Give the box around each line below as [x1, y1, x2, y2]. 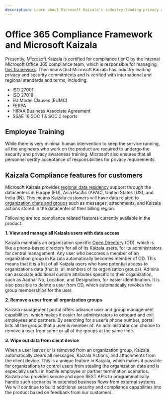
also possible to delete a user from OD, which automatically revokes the [5, 282, 152, 288]
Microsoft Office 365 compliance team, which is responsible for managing [5, 61, 157, 67]
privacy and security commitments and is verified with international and [5, 72, 152, 78]
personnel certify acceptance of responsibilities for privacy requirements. [5, 156, 156, 162]
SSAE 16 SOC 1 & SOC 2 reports [12, 113, 78, 119]
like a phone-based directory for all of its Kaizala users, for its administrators [5, 245, 162, 251]
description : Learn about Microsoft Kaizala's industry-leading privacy [5, 7, 159, 12]
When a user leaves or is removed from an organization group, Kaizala [5, 347, 149, 353]
